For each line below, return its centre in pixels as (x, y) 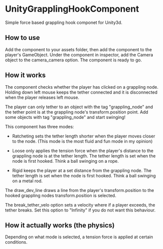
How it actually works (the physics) (60, 225)
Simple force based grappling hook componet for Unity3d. (64, 22)
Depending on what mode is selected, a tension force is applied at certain (79, 237)
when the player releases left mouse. (42, 97)
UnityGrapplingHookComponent (72, 9)
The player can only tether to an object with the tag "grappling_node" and (79, 107)
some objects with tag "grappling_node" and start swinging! (65, 117)
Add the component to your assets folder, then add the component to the (79, 49)
